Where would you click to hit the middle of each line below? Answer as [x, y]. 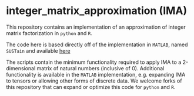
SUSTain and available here [38, 50]
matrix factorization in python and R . [49, 33]
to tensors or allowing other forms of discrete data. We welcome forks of [94, 81]
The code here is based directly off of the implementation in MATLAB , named [97, 44]
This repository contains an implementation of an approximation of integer [96, 27]
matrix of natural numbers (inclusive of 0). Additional [101, 68]
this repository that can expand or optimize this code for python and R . [91, 87]
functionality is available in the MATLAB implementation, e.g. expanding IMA [96, 74]
